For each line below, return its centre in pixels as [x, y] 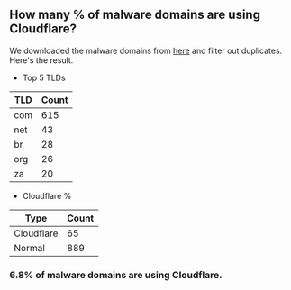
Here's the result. [41, 60]
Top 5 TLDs [44, 77]
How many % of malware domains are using [135, 15]
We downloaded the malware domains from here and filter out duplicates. [146, 50]
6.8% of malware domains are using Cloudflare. [116, 275]
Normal [29, 248]
